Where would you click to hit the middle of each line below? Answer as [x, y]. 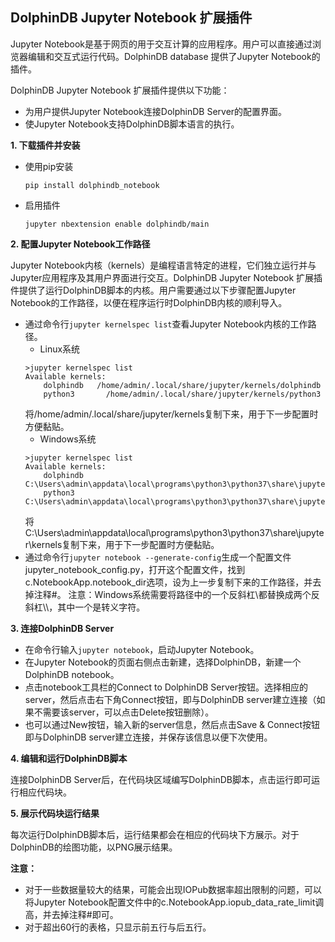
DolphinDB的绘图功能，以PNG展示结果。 [94, 847]
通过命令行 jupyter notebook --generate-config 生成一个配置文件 [158, 557]
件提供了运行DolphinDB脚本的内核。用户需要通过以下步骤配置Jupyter [153, 290]
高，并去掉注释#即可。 [71, 914]
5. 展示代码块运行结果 [55, 813]
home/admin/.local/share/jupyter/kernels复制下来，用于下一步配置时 [177, 414]
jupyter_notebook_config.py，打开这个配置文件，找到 [135, 569]
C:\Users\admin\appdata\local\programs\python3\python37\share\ [162, 532]
